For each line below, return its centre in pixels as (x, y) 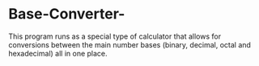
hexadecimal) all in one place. (58, 53)
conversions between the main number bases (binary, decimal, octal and (129, 44)
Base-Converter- (67, 14)
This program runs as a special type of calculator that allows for (115, 36)
